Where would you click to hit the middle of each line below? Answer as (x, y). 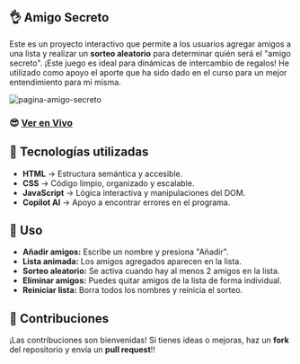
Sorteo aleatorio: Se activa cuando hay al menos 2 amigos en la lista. (151, 271)
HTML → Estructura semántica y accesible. (102, 173)
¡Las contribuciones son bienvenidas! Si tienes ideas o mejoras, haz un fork (149, 340)
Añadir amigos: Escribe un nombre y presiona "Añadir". (125, 252)
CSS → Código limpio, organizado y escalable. (108, 183)
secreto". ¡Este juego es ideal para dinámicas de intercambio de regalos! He (150, 63)
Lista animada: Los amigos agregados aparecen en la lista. (132, 262)
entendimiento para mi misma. (65, 82)
